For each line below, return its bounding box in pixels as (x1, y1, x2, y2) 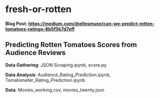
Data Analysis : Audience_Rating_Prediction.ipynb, (5, 72, 111, 78)
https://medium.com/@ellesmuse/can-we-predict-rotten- (28, 20, 155, 26)
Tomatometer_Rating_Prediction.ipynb (5, 77, 86, 83)
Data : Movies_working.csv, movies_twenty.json (5, 87, 104, 93)
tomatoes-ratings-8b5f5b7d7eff (5, 26, 75, 32)
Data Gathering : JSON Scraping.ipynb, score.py (5, 62, 107, 68)
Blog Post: (5, 20, 28, 26)
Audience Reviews (5, 48, 66, 57)
